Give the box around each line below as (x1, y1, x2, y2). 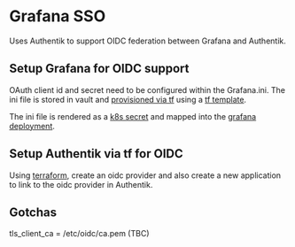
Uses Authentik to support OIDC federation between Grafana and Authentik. (9, 35, 286, 46)
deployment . (9, 120, 56, 131)
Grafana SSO (9, 6, 106, 27)
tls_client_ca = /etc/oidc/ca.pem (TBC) (9, 228, 150, 239)
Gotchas (9, 205, 58, 220)
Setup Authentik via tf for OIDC (9, 146, 183, 161)
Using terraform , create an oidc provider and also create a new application (9, 170, 282, 181)
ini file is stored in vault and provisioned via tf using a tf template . (9, 94, 246, 104)
